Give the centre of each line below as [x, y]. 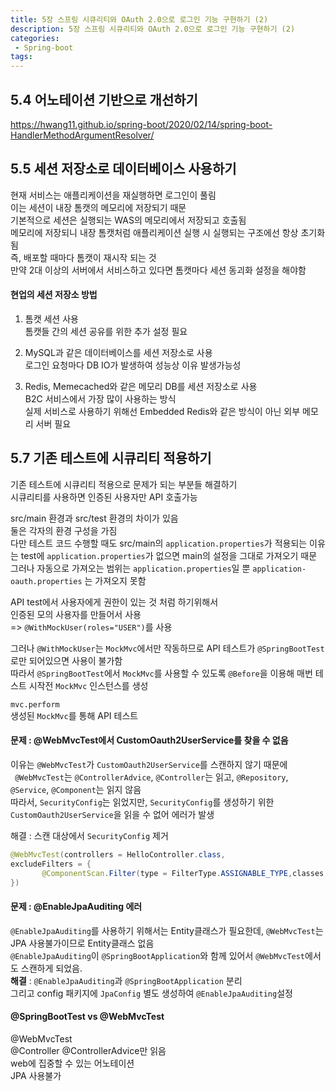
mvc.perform [35, 704]
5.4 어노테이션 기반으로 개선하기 [104, 99]
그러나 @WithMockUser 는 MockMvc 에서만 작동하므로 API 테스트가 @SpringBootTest [167, 648]
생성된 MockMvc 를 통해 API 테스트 [74, 715]
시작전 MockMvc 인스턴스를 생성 [88, 685]
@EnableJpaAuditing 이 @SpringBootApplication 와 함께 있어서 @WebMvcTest [158, 955]
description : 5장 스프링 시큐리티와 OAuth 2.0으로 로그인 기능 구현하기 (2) [153, 29]
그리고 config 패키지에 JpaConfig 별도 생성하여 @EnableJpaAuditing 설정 [151, 993]
